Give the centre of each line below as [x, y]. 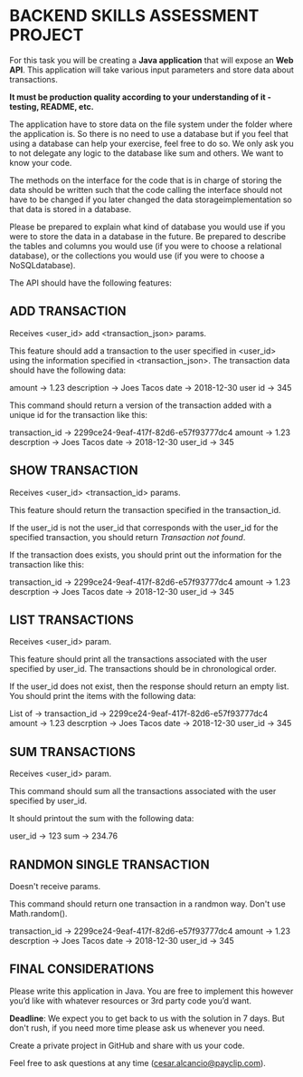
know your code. [41, 162]
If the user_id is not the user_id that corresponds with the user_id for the [144, 528]
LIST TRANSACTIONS [71, 620]
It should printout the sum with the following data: [102, 819]
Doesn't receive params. [55, 886]
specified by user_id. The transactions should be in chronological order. [143, 669]
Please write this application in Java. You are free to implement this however [151, 991]
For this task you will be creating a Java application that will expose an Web [151, 60]
